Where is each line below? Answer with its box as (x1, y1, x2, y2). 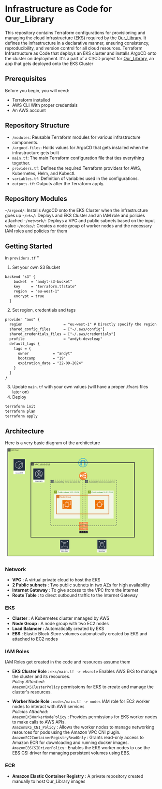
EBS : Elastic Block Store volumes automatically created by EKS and (12, 631, 147, 637)
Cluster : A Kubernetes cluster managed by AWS (12, 615, 110, 621)
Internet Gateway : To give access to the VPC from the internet (12, 587, 139, 593)
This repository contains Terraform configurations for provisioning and (5, 30, 146, 35)
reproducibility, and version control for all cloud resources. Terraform (5, 45, 143, 51)
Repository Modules (5, 194, 68, 203)
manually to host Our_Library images (12, 778, 86, 784)
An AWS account (12, 107, 46, 113)
